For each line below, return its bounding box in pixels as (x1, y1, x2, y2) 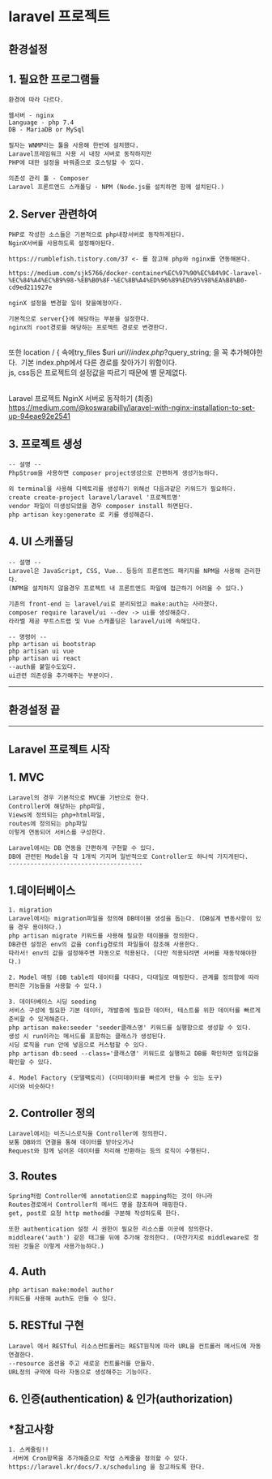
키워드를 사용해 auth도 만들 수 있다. (8, 1295, 117, 1303)
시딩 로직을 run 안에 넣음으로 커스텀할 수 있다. (8, 1041, 148, 1049)
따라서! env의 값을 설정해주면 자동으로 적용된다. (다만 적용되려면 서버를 (8, 949, 220, 957)
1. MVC (8, 770, 45, 784)
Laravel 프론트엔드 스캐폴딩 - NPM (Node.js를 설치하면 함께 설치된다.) (8, 183, 225, 192)
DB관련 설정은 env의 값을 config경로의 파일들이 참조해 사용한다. (8, 940, 200, 948)
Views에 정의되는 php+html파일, (8, 811, 106, 819)
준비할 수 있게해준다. (8, 1015, 70, 1023)
